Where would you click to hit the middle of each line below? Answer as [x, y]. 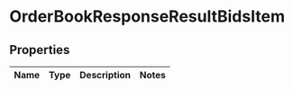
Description [105, 75]
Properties [40, 50]
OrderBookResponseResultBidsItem [147, 17]
